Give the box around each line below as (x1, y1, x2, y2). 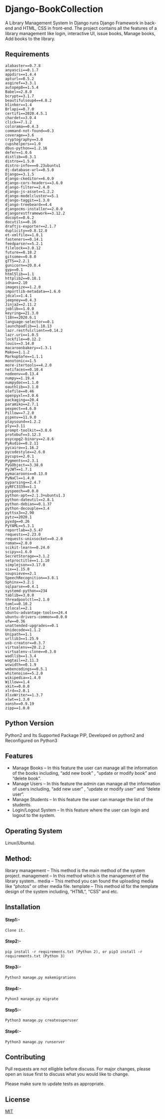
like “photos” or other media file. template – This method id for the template (5, 883, 159, 889)
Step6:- (5, 1028, 21, 1034)
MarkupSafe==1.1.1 (5, 354, 43, 359)
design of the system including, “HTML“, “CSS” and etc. (5, 889, 119, 894)
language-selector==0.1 (5, 319, 54, 324)
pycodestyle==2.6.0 (5, 449, 45, 454)
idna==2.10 (5, 280, 28, 285)
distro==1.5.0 (5, 159, 35, 164)
